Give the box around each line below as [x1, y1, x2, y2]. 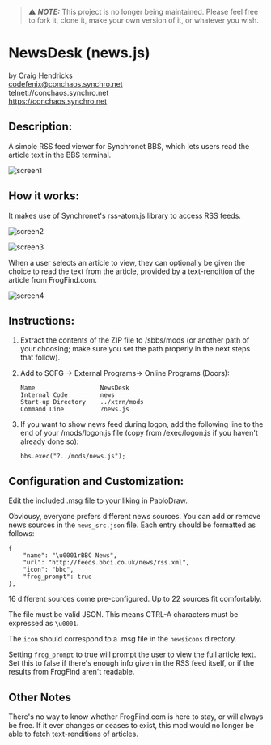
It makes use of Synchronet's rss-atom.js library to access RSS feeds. [8, 211, 241, 220]
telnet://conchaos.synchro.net [8, 87, 109, 97]
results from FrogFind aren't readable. [8, 667, 135, 677]
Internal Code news [19, 391, 115, 399]
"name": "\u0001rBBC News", [23, 551, 117, 560]
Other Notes [8, 690, 71, 704]
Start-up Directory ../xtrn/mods [19, 398, 144, 407]
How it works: [8, 189, 79, 203]
